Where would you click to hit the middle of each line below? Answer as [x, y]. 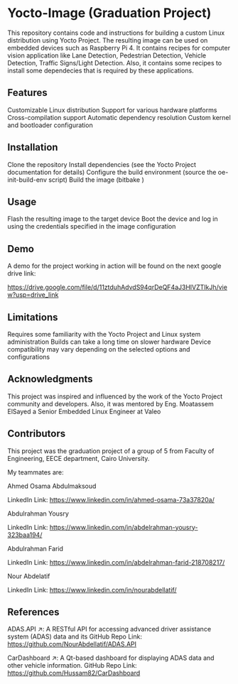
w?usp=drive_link [33, 295]
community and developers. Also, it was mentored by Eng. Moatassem [111, 403]
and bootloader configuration [50, 125]
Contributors [37, 434]
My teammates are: [36, 472]
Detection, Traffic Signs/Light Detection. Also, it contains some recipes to [115, 63]
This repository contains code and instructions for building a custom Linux [116, 33]
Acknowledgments [50, 379]
